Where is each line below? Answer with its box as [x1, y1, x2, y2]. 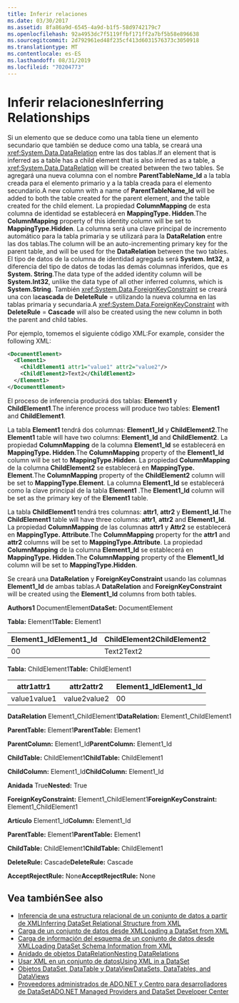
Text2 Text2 [104, 646, 143, 656]
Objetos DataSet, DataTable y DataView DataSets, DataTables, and [17, 964, 211, 973]
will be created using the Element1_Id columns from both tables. [7, 590, 197, 598]
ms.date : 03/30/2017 [7, 17, 69, 24]
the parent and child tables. [7, 315, 88, 323]
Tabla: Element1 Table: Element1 [7, 617, 101, 625]
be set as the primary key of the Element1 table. [7, 493, 148, 502]
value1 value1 [11, 693, 57, 703]
